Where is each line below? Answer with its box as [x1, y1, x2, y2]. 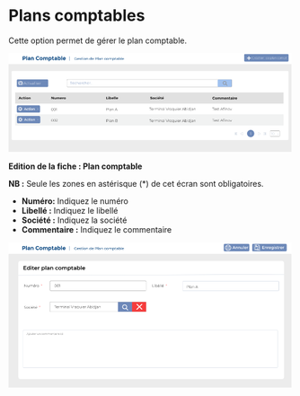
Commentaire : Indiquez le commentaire [21, 224, 172, 234]
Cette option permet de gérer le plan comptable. [8, 35, 188, 46]
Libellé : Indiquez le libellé [21, 205, 119, 216]
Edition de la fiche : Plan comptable [8, 161, 143, 172]
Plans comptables [8, 5, 146, 26]
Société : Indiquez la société [21, 215, 128, 225]
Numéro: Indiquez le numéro [21, 195, 129, 207]
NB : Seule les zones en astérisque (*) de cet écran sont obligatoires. [8, 178, 264, 189]
